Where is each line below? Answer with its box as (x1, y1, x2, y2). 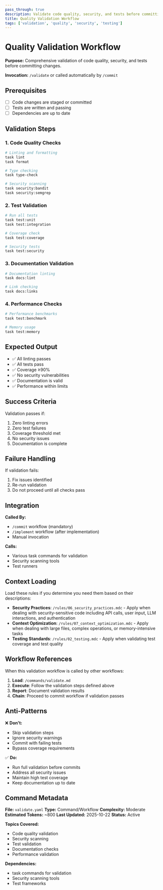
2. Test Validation (5, 202, 47, 209)
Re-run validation (12, 482, 47, 488)
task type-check (5, 173, 38, 178)
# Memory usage (5, 325, 36, 330)
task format (5, 159, 29, 164)
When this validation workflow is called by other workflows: (5, 668, 124, 674)
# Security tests (5, 244, 40, 249)
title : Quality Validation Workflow (5, 16, 79, 21)
